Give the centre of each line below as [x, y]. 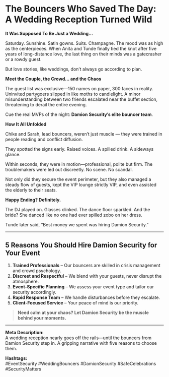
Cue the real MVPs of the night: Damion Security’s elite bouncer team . [79, 114]
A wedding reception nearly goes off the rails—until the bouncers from [78, 338]
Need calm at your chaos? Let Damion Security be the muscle [83, 312]
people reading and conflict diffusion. [44, 139]
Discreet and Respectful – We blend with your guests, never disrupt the [87, 276]
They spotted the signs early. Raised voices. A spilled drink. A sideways [79, 149]
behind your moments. [42, 318]
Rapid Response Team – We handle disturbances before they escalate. [86, 297]
